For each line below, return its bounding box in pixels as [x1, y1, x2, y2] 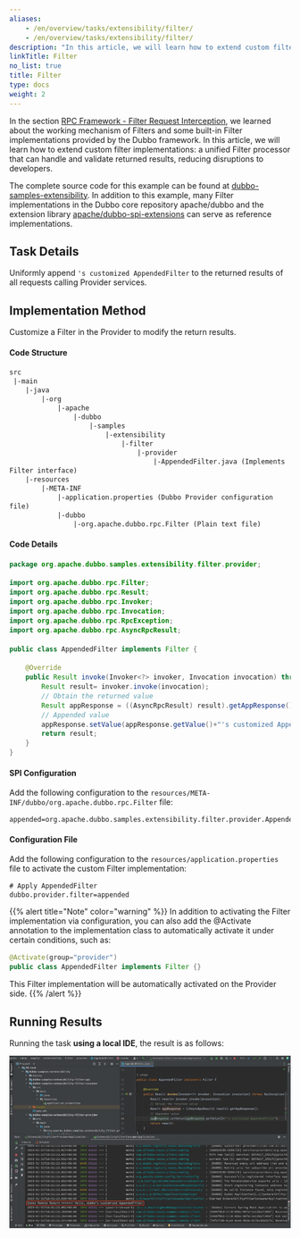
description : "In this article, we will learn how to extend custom [9, 43, 270, 52]
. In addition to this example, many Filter [87, 189, 234, 200]
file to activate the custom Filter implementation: [9, 863, 187, 874]
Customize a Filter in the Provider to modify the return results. [9, 327, 237, 338]
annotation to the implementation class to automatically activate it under [9, 925, 275, 936]
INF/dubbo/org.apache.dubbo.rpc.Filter [9, 799, 158, 807]
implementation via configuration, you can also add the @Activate [9, 916, 252, 926]
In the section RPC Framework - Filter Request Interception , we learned [9, 115, 271, 126]
